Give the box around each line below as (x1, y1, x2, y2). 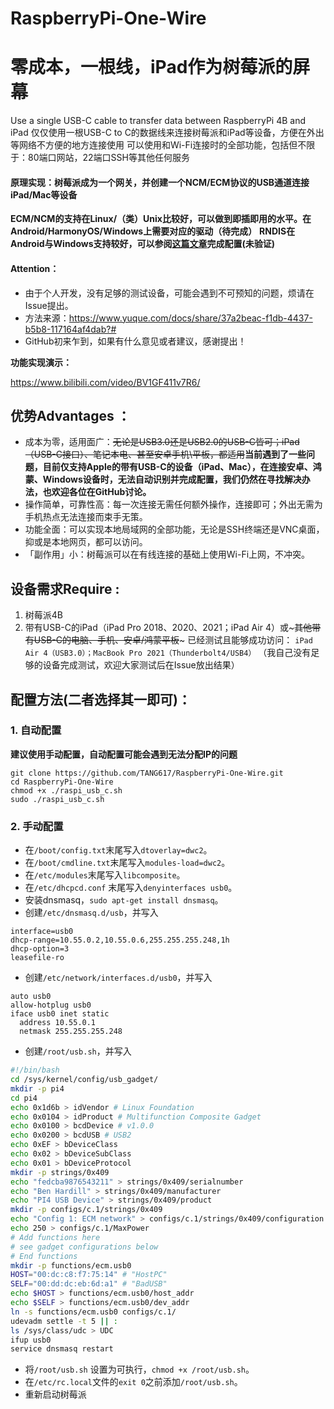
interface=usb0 (10, 927, 74, 937)
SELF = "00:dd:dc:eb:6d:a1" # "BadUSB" (10, 1279, 168, 1289)
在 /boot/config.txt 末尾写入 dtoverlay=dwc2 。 (24, 844, 213, 856)
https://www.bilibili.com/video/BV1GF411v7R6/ (10, 376, 201, 388)
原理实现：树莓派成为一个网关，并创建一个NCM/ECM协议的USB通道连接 (10, 176, 310, 188)
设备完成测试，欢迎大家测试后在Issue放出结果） (42, 659, 240, 671)
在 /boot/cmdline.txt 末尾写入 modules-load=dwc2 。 (24, 857, 231, 869)
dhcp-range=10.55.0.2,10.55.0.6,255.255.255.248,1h (10, 935, 230, 946)
